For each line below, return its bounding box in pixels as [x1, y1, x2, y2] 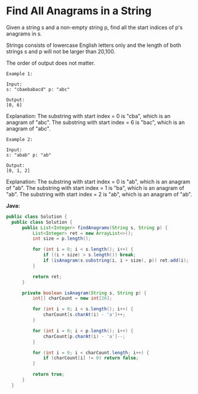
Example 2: [6, 136, 33, 142]
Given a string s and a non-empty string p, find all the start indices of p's [6, 24, 183, 31]
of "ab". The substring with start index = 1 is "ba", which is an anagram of [6, 184, 184, 191]
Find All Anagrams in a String [6, 4, 152, 18]
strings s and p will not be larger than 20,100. [6, 47, 115, 55]
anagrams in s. [6, 30, 43, 37]
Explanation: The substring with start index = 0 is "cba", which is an [6, 112, 171, 119]
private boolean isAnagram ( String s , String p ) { [21, 290, 147, 296]
